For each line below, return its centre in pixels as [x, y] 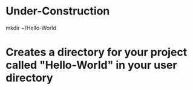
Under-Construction [58, 11]
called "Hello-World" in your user [91, 65]
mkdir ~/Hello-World [31, 28]
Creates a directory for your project [97, 52]
